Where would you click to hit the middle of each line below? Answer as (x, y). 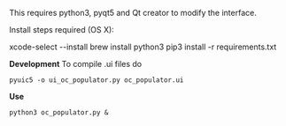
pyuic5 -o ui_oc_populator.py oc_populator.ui (97, 80)
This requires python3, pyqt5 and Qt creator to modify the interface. (133, 13)
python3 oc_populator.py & (59, 113)
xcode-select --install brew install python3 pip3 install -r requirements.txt (143, 47)
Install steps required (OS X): (62, 30)
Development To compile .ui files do (76, 64)
